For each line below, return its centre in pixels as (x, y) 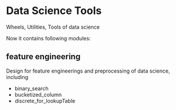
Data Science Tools (54, 11)
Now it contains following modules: (48, 38)
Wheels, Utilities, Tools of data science (53, 27)
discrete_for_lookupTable (45, 101)
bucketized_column (38, 94)
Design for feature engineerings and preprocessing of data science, (88, 71)
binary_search (31, 88)
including (17, 77)
